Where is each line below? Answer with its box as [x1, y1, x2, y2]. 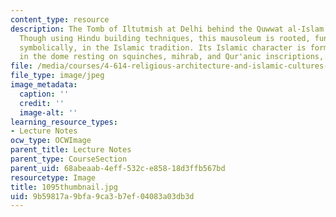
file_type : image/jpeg [10, 71, 105, 81]
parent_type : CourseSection [10, 154, 128, 164]
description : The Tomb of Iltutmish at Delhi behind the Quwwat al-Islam [10, 24, 325, 34]
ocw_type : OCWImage [10, 136, 92, 146]
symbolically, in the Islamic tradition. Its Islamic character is [19, 42, 307, 53]
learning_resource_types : [10, 117, 118, 127]
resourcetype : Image [10, 172, 97, 183]
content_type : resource [10, 14, 110, 25]
